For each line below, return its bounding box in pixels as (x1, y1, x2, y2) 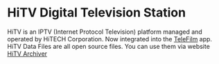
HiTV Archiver (7, 50, 47, 58)
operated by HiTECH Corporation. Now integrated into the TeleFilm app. (7, 34, 213, 43)
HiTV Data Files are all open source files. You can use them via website (7, 42, 210, 50)
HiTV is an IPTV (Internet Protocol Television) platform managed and (7, 28, 202, 36)
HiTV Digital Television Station (7, 5, 186, 21)
